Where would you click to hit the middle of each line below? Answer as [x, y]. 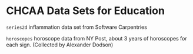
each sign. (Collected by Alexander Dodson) [60, 45]
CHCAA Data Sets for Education [85, 11]
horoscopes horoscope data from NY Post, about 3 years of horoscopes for [96, 38]
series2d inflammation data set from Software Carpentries [76, 27]
